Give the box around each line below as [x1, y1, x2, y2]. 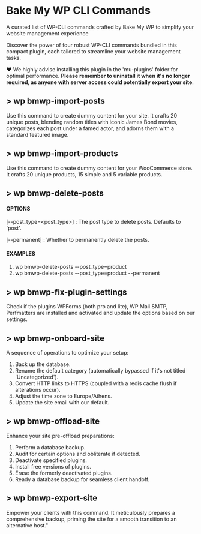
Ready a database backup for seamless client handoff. [14, 475, 150, 483]
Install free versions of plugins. [14, 463, 92, 470]
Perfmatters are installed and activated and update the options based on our [6, 310, 195, 317]
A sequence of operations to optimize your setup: [6, 349, 129, 356]
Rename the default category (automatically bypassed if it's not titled [14, 367, 186, 374]
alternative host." [6, 521, 49, 529]
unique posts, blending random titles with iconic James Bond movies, [6, 118, 178, 125]
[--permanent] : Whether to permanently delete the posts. [6, 236, 149, 244]
